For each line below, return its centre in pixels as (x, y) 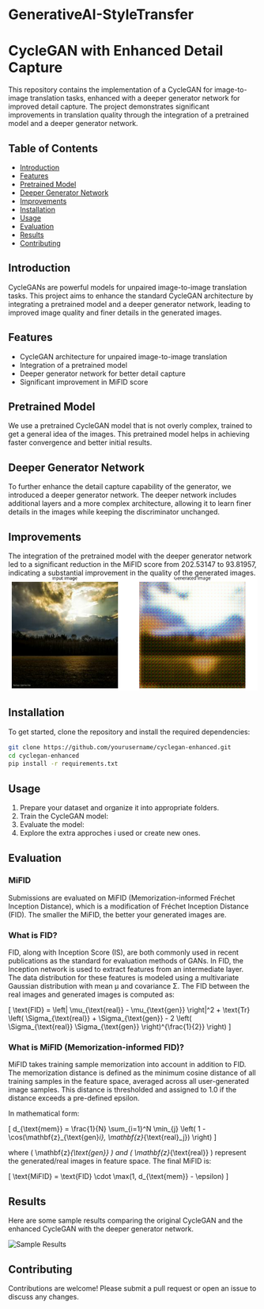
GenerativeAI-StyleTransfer (101, 15)
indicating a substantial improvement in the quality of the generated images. (132, 573)
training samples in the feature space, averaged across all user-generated (128, 1081)
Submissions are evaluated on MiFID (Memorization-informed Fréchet (122, 898)
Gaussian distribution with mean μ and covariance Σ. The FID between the (129, 986)
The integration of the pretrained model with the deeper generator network (130, 556)
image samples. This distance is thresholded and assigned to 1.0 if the (123, 1090)
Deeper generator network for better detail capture (102, 373)
